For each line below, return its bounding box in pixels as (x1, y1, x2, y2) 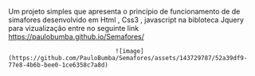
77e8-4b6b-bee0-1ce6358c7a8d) (8, 61, 109, 69)
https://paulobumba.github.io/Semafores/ (8, 32, 145, 41)
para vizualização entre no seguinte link (8, 24, 139, 32)
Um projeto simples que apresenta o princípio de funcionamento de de (8, 7, 241, 16)
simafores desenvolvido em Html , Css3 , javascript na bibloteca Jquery (8, 15, 245, 25)
